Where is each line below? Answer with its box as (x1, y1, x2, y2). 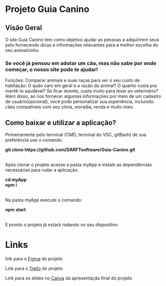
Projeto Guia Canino (5, 3, 90, 15)
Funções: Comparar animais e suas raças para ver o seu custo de (5, 77, 140, 83)
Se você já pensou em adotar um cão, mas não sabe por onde (5, 59, 157, 66)
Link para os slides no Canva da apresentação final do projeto (5, 275, 133, 281)
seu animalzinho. (5, 47, 40, 53)
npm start (5, 206, 26, 213)
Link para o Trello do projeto (5, 265, 63, 271)
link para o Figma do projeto (5, 256, 63, 262)
